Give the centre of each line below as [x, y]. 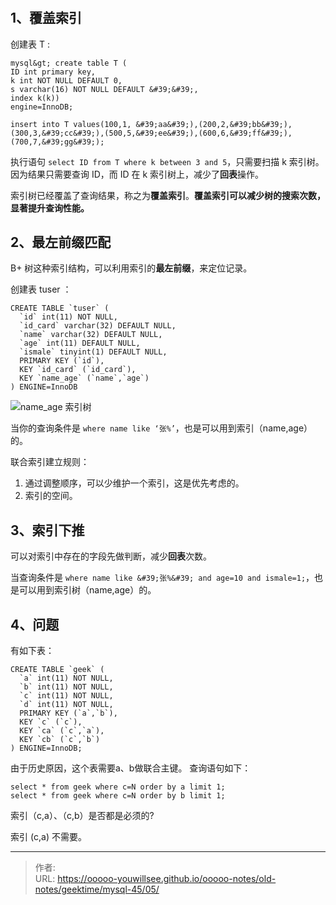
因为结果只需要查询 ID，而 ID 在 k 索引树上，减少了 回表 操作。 [137, 174]
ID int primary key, [53, 72]
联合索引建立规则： [50, 462]
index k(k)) [35, 98]
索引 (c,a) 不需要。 [48, 837]
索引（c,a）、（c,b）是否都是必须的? [82, 816]
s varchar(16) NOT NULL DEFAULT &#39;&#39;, [104, 89]
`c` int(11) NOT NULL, [66, 696]
